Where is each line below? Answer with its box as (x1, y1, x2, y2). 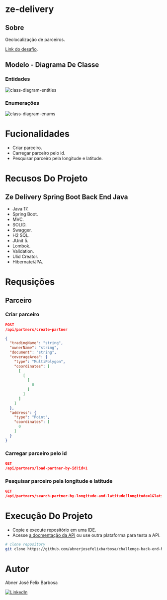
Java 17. (12, 205, 29, 211)
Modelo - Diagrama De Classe (5, 61, 99, 69)
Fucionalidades (5, 128, 70, 140)
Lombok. (12, 243, 31, 249)
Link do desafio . (5, 46, 38, 52)
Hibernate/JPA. (12, 258, 44, 265)
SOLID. (12, 221, 27, 227)
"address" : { (9, 410, 37, 415)
